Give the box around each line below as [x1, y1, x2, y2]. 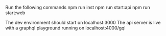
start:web [5, 10, 26, 16]
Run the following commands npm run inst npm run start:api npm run [5, 5, 150, 10]
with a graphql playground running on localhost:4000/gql [5, 25, 126, 31]
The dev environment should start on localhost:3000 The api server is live [5, 20, 161, 25]
